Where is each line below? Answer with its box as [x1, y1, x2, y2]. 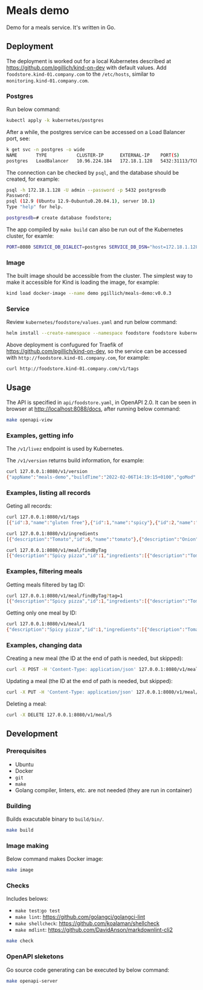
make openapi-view [6, 417, 53, 423]
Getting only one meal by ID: [6, 609, 77, 616]
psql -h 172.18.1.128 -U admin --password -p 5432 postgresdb [6, 187, 166, 193]
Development [6, 729, 59, 739]
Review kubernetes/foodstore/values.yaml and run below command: [6, 318, 178, 326]
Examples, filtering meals [6, 567, 83, 576]
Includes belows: [6, 895, 48, 903]
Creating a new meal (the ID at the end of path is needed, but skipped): [6, 655, 183, 662]
